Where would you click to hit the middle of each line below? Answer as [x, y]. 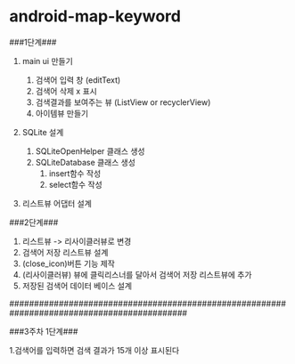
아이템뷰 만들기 [62, 113]
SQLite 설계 [43, 132]
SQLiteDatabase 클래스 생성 [86, 162]
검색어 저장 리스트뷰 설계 [65, 252]
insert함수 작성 [75, 173]
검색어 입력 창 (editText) [78, 80]
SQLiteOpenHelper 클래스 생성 [90, 151]
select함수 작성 [75, 184]
